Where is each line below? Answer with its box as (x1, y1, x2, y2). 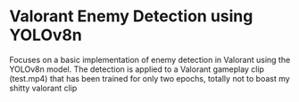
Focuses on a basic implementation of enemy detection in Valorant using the (9, 54, 291, 65)
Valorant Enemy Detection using (9, 6, 253, 27)
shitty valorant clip (9, 82, 78, 93)
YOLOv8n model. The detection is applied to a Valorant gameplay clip (9, 64, 265, 75)
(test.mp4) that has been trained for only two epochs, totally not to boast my (9, 73, 290, 83)
